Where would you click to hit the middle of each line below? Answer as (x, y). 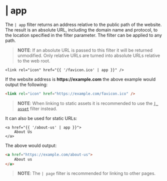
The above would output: (31, 145)
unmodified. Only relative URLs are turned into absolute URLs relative (89, 55)
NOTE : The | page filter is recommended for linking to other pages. (86, 173)
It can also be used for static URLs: (41, 118)
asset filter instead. (37, 108)
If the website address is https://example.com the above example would (80, 79)
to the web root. (34, 60)
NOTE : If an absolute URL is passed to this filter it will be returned (85, 50)
